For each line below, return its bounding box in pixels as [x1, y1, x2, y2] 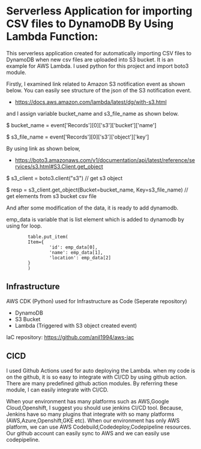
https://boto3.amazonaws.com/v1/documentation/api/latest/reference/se [14, 156, 195, 163]
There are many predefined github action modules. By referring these [6, 379, 178, 387]
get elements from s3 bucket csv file [6, 192, 97, 199]
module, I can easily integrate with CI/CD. [6, 386, 109, 393]
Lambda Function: [6, 30, 98, 43]
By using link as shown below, [6, 145, 80, 152]
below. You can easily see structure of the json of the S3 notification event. [6, 86, 192, 94]
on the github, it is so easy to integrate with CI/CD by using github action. [6, 373, 187, 381]
